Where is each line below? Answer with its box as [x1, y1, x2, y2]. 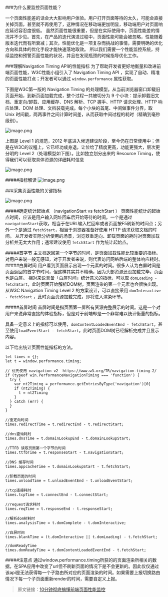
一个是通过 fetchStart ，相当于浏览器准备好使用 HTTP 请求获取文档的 [9, 227, 152, 233]
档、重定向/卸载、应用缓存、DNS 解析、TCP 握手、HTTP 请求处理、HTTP [5, 99, 157, 105]
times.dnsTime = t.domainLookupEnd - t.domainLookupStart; [5, 436, 131, 441]
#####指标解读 [5, 177, 37, 183]
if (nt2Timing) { [14, 386, 50, 391]
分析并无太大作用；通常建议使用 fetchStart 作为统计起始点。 [5, 239, 131, 245]
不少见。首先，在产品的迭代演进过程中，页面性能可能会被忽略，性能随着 [13, 34, 163, 40]
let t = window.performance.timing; [5, 359, 81, 364]
